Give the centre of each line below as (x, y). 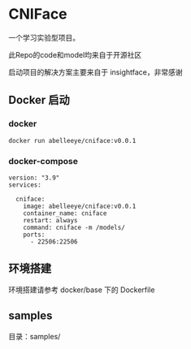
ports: (34, 235)
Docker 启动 (39, 100)
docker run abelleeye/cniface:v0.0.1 (72, 140)
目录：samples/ (35, 336)
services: (25, 185)
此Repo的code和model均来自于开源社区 (75, 54)
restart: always (51, 220)
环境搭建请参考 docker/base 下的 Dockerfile (82, 290)
